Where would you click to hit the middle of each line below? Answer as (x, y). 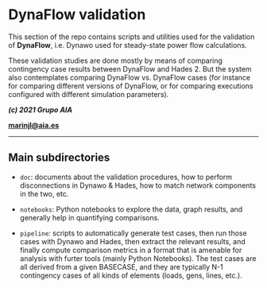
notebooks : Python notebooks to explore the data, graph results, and (131, 209)
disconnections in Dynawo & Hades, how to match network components (138, 185)
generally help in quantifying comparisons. (90, 217)
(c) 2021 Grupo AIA (41, 110)
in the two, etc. (44, 193)
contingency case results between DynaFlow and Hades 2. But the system (130, 68)
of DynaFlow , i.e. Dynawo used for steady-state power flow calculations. (128, 45)
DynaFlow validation (77, 15)
